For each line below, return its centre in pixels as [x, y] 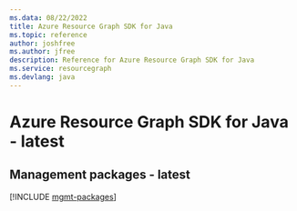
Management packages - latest [100, 175]
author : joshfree [42, 43]
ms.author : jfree [42, 52]
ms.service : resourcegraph [61, 69]
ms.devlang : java [42, 77]
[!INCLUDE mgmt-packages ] [63, 196]
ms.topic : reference [49, 35]
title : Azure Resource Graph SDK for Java [91, 26]
